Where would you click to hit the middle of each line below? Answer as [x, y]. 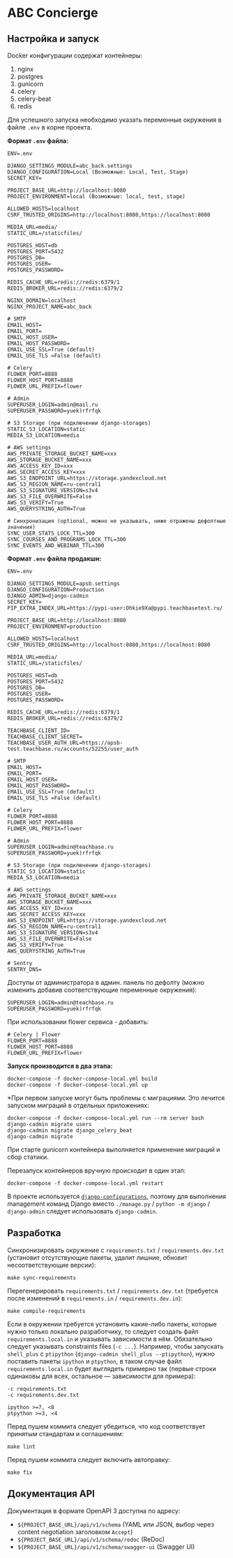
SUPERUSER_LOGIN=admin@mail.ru [53, 405]
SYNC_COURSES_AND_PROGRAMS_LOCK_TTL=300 [67, 540]
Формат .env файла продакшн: [54, 559]
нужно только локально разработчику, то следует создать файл [103, 1331]
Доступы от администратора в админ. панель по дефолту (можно [106, 982]
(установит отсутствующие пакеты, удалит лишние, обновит [98, 1257]
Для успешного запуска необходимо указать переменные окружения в [114, 120]
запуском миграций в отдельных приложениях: [78, 1105]
